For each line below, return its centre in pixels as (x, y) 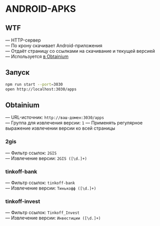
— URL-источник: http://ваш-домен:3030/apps (55, 117)
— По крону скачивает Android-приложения (54, 46)
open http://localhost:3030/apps (41, 89)
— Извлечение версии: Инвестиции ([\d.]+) (53, 218)
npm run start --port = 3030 (34, 84)
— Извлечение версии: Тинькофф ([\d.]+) (51, 188)
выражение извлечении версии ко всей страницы (60, 128)
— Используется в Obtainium (37, 56)
